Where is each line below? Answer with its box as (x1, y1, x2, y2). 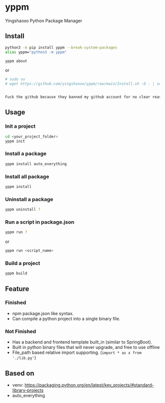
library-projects (12, 387, 44, 393)
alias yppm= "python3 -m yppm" (5, 50, 67, 55)
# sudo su (5, 77, 26, 82)
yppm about (5, 58, 27, 63)
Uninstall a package (5, 196, 54, 202)
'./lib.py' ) (12, 355, 36, 361)
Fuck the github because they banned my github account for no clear (5, 95, 151, 100)
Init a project (5, 123, 36, 130)
